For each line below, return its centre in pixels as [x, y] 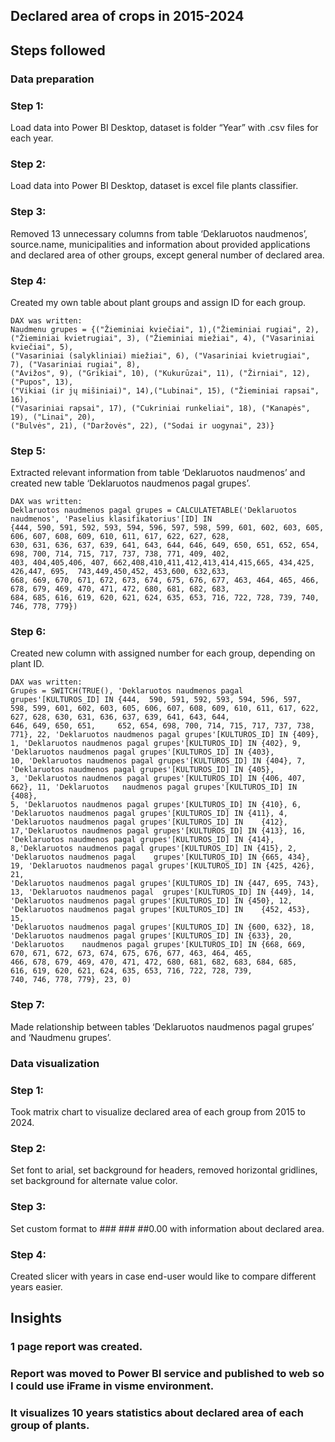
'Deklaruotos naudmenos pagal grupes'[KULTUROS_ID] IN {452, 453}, [160, 910]
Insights [36, 1318]
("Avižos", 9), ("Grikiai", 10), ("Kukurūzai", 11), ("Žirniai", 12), [160, 373]
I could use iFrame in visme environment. [112, 1386]
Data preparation [52, 79]
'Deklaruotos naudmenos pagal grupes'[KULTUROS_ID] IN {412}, [149, 822]
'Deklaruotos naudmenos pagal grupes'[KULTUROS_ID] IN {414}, [142, 840]
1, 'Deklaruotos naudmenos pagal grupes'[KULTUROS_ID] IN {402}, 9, [156, 744]
